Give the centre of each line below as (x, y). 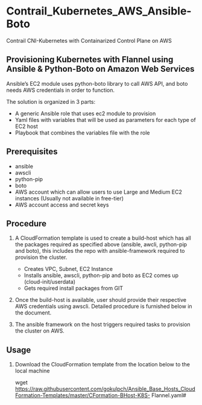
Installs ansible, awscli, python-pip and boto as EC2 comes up (101, 275)
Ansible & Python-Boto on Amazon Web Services (100, 69)
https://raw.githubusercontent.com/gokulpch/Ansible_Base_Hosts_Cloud (105, 389)
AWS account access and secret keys (62, 205)
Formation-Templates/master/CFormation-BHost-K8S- (83, 395)
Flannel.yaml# (169, 395)
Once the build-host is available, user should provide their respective (101, 300)
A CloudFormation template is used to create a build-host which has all (103, 238)
